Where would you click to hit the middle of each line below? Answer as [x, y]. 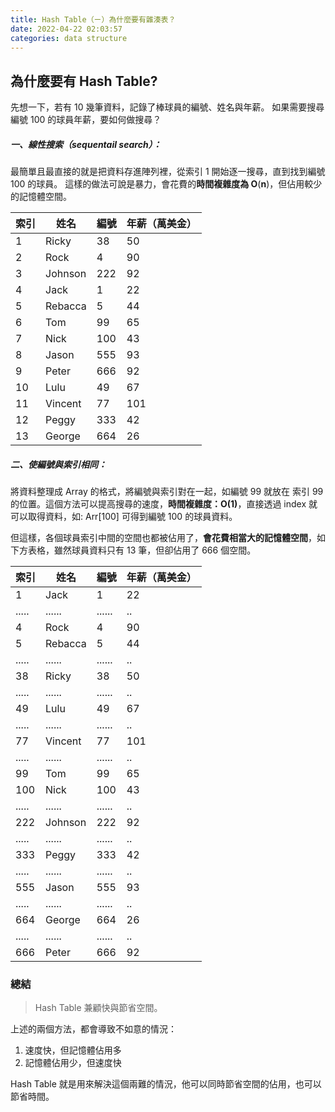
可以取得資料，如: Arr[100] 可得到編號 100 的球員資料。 [124, 517]
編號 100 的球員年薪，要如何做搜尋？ [86, 120]
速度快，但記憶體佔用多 [73, 1050]
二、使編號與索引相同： [58, 464]
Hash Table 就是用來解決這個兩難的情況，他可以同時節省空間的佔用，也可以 [166, 1084]
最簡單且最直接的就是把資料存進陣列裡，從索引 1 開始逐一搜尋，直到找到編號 [168, 172]
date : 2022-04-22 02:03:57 [66, 29]
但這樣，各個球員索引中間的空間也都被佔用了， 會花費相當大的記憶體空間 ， [163, 538]
